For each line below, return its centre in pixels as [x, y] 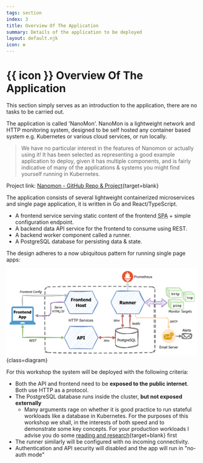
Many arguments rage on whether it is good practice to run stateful [108, 409]
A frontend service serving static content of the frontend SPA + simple [103, 215]
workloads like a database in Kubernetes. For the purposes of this [106, 416]
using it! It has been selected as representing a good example [98, 154]
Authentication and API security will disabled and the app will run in [99, 448]
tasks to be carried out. [35, 112]
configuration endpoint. [44, 222]
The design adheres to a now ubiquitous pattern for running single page [96, 253]
